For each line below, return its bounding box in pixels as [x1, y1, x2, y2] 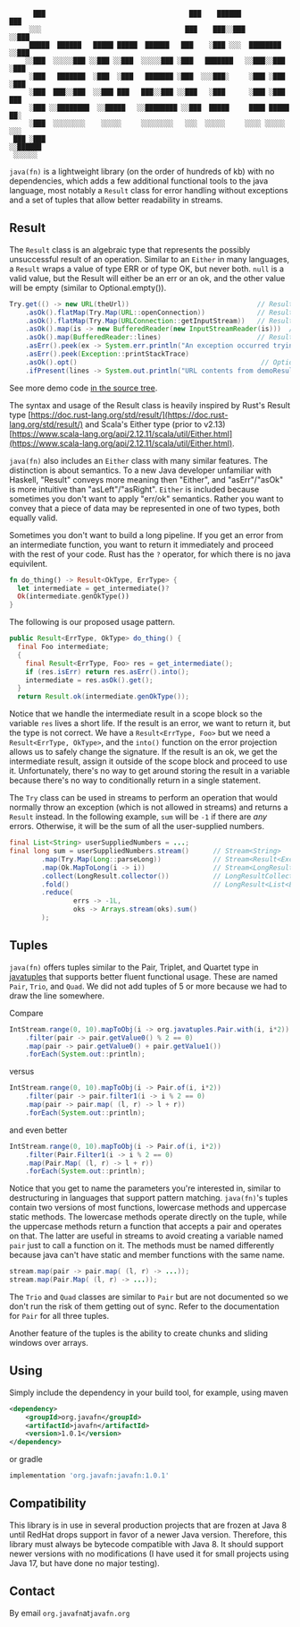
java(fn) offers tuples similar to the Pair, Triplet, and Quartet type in [9, 962, 259, 972]
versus [9, 1066, 35, 1077]
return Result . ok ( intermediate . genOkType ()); [17, 692, 190, 701]
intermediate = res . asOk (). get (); [25, 675, 154, 685]
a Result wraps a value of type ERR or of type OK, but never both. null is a [9, 263, 284, 274]
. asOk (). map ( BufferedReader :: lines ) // [25, 333, 266, 342]
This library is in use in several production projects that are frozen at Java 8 [9, 1520, 287, 1530]
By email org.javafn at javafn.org [9, 1607, 130, 1618]
